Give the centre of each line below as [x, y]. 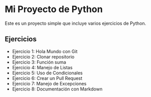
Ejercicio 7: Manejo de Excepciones [49, 83]
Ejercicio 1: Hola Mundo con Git [45, 51]
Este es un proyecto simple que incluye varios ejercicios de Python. [75, 23]
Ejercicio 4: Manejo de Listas [42, 67]
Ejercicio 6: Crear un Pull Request [47, 78]
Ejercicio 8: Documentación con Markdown [57, 89]
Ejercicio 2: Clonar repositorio [43, 57]
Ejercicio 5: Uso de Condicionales [47, 73]
